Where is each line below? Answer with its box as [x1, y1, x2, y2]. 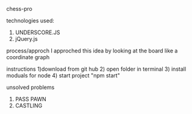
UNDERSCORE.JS [15, 29, 60, 36]
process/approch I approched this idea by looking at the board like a [6, 47, 178, 54]
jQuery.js [15, 35, 38, 42]
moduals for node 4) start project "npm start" [6, 72, 120, 79]
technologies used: [6, 17, 55, 24]
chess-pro [6, 5, 32, 12]
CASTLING [15, 102, 43, 109]
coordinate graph [6, 54, 50, 60]
